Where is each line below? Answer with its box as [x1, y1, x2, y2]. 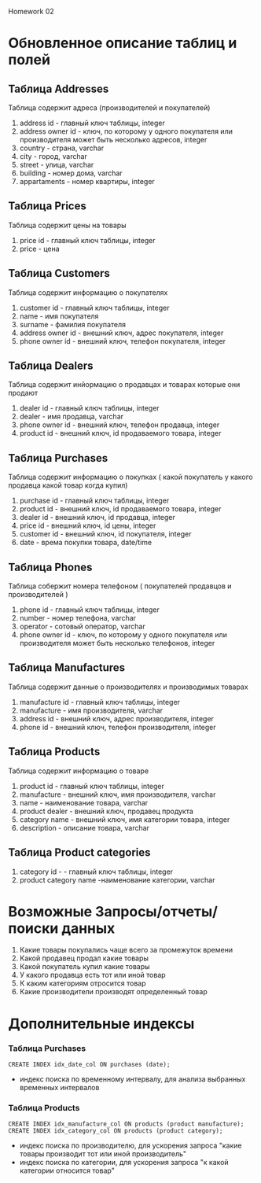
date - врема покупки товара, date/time [19, 538, 152, 547]
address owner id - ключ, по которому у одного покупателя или [19, 127, 233, 136]
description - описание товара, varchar [19, 823, 149, 832]
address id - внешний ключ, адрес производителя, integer [19, 713, 215, 723]
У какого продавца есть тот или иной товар [19, 971, 167, 980]
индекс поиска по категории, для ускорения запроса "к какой [19, 1158, 230, 1167]
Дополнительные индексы [8, 1015, 195, 1033]
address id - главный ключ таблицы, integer [19, 118, 165, 127]
